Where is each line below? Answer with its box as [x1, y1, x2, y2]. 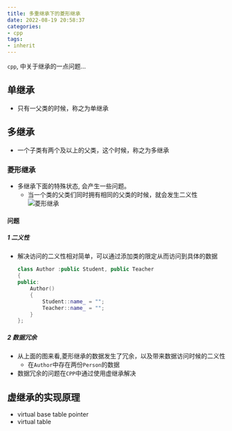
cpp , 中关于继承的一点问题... [7, 62, 87, 70]
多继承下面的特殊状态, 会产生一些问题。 [17, 181, 130, 190]
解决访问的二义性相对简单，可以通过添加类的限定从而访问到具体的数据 [17, 252, 218, 260]
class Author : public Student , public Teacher [17, 266, 154, 273]
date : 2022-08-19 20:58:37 [7, 17, 85, 24]
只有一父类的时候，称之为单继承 [17, 104, 109, 112]
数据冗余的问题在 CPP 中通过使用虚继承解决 [17, 369, 136, 378]
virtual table [17, 418, 52, 426]
